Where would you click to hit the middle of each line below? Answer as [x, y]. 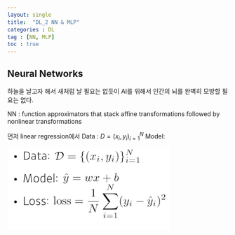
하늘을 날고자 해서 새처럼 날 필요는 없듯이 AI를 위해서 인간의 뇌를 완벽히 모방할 [114, 91]
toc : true [23, 44]
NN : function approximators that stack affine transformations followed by [114, 114]
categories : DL [31, 29]
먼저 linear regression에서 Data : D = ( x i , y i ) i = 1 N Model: [86, 136]
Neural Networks [45, 73]
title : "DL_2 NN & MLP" [43, 22]
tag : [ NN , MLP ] [31, 37]
